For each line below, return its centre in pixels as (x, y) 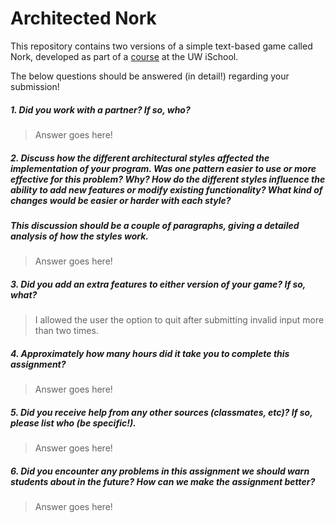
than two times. (66, 331)
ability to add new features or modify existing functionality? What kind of (166, 189)
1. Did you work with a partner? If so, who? (100, 109)
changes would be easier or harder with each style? (121, 200)
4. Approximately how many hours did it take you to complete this (150, 353)
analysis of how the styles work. (79, 236)
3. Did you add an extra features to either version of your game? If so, (158, 284)
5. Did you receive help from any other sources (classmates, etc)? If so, (161, 412)
